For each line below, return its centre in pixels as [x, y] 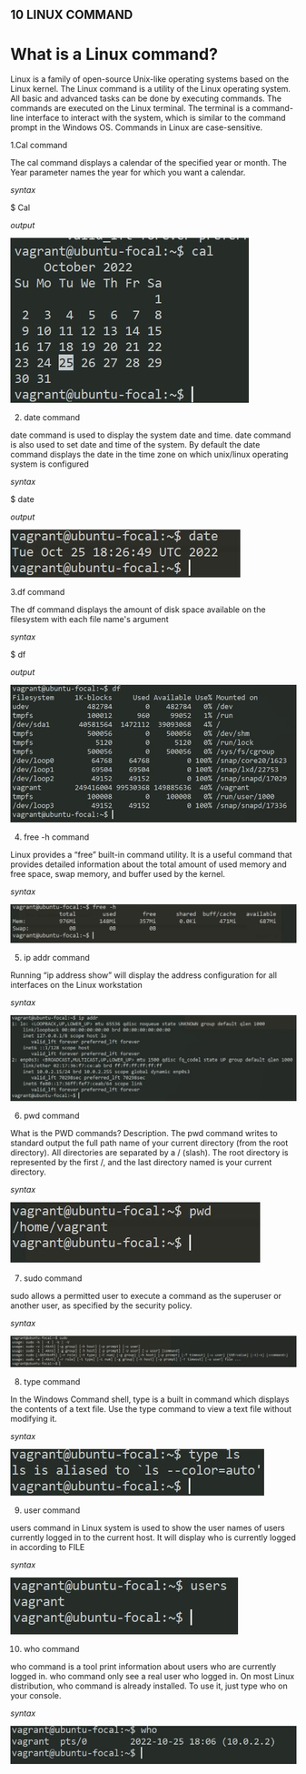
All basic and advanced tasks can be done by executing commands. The [146, 98]
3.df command [38, 592]
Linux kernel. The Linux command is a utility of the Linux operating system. [151, 89]
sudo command [53, 1278]
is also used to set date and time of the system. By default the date [135, 445]
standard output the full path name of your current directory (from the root [149, 1143]
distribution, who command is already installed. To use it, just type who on [149, 1686]
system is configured [50, 464]
